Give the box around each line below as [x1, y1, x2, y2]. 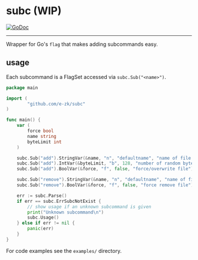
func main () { [6, 117, 41, 123]
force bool [27, 128, 54, 134]
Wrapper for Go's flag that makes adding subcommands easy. [6, 40, 158, 48]
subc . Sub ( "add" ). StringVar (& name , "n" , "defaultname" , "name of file [16, 155, 192, 161]
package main [6, 84, 38, 91]
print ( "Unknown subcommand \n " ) [27, 209, 104, 215]
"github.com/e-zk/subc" [27, 101, 85, 107]
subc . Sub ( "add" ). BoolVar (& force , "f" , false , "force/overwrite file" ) [16, 166, 194, 172]
